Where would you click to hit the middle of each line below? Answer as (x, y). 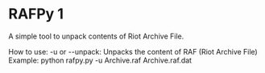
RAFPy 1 (36, 14)
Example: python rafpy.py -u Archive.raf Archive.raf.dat (100, 60)
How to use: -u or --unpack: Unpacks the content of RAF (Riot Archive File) (133, 51)
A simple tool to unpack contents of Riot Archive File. (96, 36)
